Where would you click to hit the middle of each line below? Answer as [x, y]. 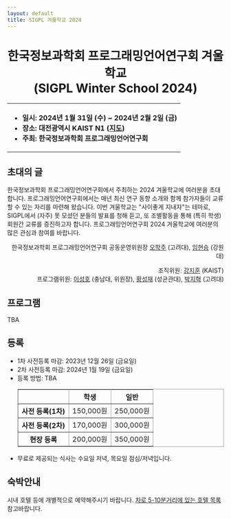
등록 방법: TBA [37, 378]
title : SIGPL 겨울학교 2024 [44, 20]
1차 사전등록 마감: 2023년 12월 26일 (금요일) [77, 360]
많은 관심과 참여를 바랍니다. [44, 233]
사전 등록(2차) [43, 425]
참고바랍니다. [25, 508]
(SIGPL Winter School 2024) [115, 88]
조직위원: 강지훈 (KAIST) [191, 270]
